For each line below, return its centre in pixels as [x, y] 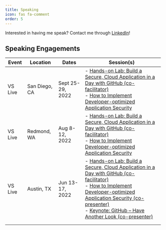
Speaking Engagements [43, 48]
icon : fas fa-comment [27, 14]
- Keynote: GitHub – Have [115, 211]
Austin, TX [39, 189]
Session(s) [122, 62]
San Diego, [40, 86]
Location [40, 62]
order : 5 [14, 19]
